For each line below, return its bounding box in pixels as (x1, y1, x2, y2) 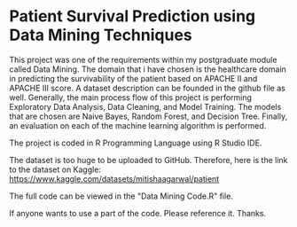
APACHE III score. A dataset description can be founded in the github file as (9, 82, 285, 93)
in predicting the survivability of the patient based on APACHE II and (9, 73, 258, 83)
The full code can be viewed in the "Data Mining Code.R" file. (9, 191, 233, 201)
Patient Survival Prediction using (9, 6, 256, 27)
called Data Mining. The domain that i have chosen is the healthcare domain (9, 64, 286, 74)
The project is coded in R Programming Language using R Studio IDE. (9, 137, 262, 148)
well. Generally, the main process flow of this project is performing (9, 91, 253, 103)
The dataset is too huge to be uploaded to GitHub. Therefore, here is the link (9, 154, 288, 165)
